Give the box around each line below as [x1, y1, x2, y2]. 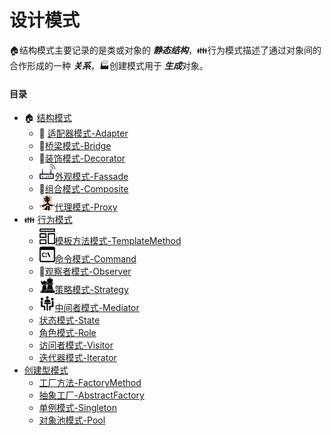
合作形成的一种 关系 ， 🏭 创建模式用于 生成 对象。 [9, 59, 209, 71]
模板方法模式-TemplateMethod [54, 235, 182, 247]
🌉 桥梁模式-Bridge [38, 140, 112, 152]
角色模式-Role [38, 327, 97, 339]
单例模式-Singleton [38, 402, 117, 414]
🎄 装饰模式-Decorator [38, 152, 126, 165]
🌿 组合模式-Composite [38, 183, 129, 195]
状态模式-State [38, 314, 101, 326]
